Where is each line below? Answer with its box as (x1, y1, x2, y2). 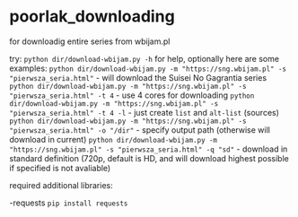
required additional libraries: (9, 179, 114, 190)
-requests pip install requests (9, 197, 128, 208)
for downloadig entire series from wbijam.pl (9, 36, 171, 47)
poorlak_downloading (9, 6, 175, 27)
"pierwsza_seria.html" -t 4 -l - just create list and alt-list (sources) (9, 107, 280, 117)
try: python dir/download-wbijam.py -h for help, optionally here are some (9, 53, 280, 64)
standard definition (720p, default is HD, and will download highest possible (9, 152, 289, 163)
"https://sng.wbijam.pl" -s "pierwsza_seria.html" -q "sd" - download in (9, 143, 288, 154)
